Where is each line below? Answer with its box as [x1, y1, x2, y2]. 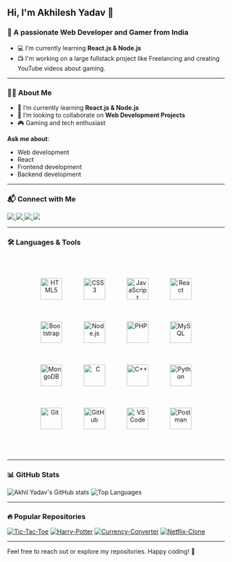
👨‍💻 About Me [7, 88, 52, 97]
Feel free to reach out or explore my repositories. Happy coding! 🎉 [7, 547, 195, 556]
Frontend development [17, 162, 82, 171]
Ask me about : [7, 134, 50, 142]
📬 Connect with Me [7, 194, 76, 204]
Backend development [17, 170, 81, 178]
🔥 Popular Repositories [7, 512, 86, 521]
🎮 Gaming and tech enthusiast [17, 118, 106, 127]
